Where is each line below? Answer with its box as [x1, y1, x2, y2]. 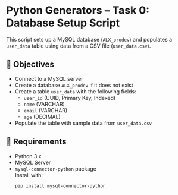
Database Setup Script [6, 16, 120, 30]
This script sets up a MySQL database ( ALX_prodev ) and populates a [6, 36, 173, 43]
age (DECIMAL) [23, 113, 61, 120]
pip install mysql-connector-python [14, 183, 106, 189]
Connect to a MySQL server [14, 75, 83, 82]
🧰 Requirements [6, 137, 67, 147]
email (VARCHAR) [23, 106, 68, 114]
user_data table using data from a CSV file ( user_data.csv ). [6, 42, 151, 49]
